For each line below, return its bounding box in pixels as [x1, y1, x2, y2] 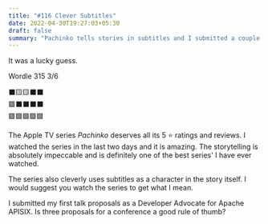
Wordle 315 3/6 [8, 71, 59, 81]
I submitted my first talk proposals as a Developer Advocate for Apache [8, 198, 245, 208]
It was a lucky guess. [8, 56, 78, 66]
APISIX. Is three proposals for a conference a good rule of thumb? [8, 207, 226, 217]
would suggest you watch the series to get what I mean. [8, 183, 194, 193]
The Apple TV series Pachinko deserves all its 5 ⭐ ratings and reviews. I [8, 130, 246, 140]
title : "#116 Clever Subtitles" [8, 11, 116, 20]
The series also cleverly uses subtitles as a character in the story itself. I [8, 174, 246, 184]
